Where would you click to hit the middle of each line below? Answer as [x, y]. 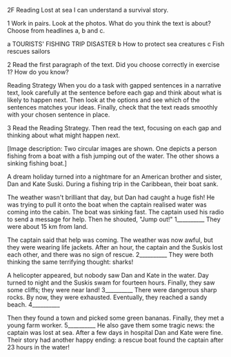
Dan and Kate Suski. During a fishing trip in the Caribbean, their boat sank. [113, 184]
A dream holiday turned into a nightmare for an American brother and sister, [115, 176]
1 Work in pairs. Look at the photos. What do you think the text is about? [109, 23]
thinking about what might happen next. [64, 135]
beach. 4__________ [33, 305]
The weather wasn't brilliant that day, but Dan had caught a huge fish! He [111, 197]
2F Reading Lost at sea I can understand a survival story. [88, 10]
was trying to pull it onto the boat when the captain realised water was [107, 205]
